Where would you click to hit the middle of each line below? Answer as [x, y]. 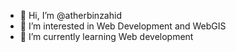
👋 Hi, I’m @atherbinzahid [70, 15]
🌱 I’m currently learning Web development [106, 36]
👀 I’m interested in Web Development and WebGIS [123, 26]
